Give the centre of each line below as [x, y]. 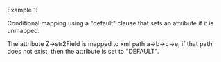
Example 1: [23, 10]
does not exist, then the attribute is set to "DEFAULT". [83, 51]
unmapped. [24, 31]
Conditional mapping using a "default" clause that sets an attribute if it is [110, 23]
